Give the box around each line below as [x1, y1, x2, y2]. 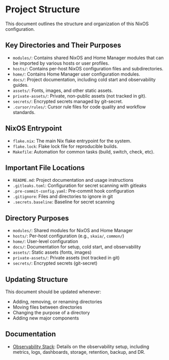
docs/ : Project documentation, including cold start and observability [12, 76, 156, 83]
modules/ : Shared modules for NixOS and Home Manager [12, 228, 133, 234]
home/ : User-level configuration [12, 238, 78, 244]
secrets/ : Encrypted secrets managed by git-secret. [12, 98, 123, 104]
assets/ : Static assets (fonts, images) [12, 249, 92, 255]
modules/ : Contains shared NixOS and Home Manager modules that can [12, 54, 164, 61]
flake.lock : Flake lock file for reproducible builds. [12, 143, 118, 149]
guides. [12, 82, 29, 88]
